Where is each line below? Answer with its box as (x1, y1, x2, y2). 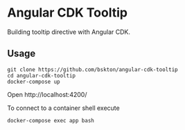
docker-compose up (7, 78, 60, 85)
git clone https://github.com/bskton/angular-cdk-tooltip (7, 66, 178, 73)
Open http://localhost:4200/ (7, 90, 87, 98)
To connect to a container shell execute (7, 104, 120, 112)
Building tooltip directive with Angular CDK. (7, 28, 130, 36)
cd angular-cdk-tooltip (7, 72, 76, 79)
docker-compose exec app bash (7, 117, 95, 124)
